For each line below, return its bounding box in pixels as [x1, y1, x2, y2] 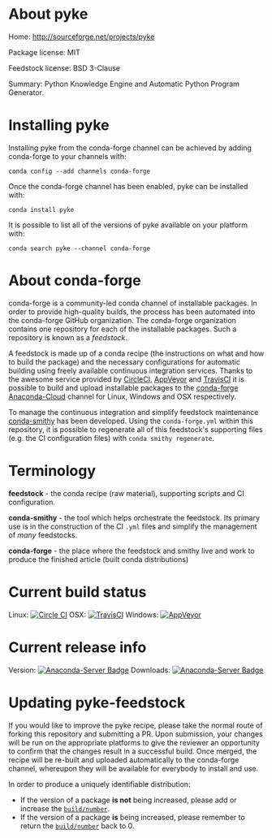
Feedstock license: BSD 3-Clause [8, 63, 120, 73]
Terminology [8, 462, 96, 480]
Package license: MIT [8, 47, 81, 57]
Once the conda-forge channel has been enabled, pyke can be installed [8, 181, 248, 191]
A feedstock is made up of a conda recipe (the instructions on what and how [8, 348, 265, 358]
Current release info [8, 638, 147, 656]
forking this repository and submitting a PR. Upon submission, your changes [8, 728, 264, 739]
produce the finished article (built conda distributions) [8, 554, 189, 564]
